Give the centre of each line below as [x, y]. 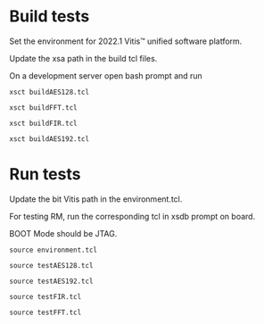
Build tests [49, 17]
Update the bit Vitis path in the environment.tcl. [96, 199]
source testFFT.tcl [45, 312]
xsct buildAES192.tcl [49, 139]
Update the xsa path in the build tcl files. [83, 58]
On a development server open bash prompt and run [106, 75]
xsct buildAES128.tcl [49, 92]
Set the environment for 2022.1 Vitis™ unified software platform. [126, 41]
